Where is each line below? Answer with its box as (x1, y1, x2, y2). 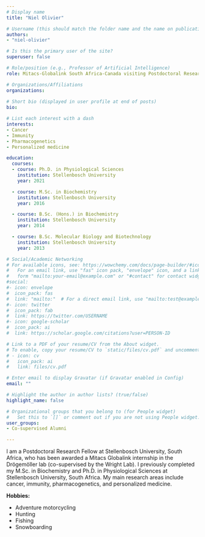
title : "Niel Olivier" (6, 15, 64, 21)
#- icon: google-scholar (6, 319, 70, 325)
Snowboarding (15, 524, 52, 531)
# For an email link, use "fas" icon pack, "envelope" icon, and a (6, 268, 187, 274)
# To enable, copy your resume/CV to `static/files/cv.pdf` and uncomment (6, 347, 201, 353)
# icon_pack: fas (6, 290, 53, 296)
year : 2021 (17, 178, 45, 184)
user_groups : (6, 420, 40, 426)
